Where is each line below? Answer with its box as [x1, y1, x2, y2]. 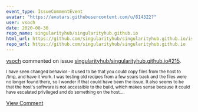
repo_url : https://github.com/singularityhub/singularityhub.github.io [6, 42, 186, 47]
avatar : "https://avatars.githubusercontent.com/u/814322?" [6, 14, 157, 20]
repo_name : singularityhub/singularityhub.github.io [6, 30, 138, 36]
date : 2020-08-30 [6, 25, 49, 31]
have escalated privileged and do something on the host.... [6, 89, 125, 95]
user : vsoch [6, 19, 35, 25]
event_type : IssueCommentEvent [6, 8, 83, 15]
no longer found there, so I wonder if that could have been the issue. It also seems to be [6, 79, 184, 85]
